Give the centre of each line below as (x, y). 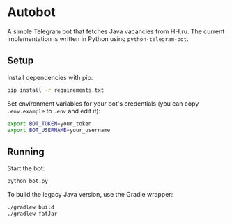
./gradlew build (31, 207)
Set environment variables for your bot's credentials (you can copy (103, 103)
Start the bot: (26, 168)
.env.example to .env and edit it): (54, 111)
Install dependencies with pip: (50, 77)
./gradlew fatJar (32, 214)
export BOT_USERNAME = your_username (59, 130)
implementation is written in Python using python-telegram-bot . (98, 38)
